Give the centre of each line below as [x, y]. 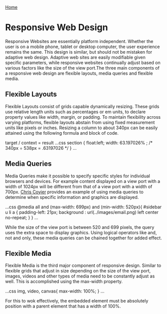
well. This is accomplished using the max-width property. [64, 281]
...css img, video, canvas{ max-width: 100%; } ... [55, 291]
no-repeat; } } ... [22, 217]
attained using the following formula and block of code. [62, 133]
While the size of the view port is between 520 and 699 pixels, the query [80, 227]
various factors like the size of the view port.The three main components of [82, 68]
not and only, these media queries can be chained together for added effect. [83, 238]
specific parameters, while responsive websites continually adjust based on [83, 63]
